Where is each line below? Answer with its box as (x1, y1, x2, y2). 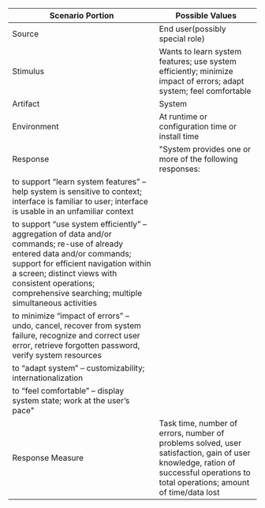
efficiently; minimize (159, 66, 234, 77)
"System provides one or (159, 144, 251, 155)
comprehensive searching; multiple (12, 288, 143, 298)
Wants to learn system (159, 47, 242, 57)
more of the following (159, 154, 238, 164)
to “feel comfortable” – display (12, 386, 125, 396)
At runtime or (159, 111, 207, 121)
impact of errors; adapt (159, 76, 244, 86)
